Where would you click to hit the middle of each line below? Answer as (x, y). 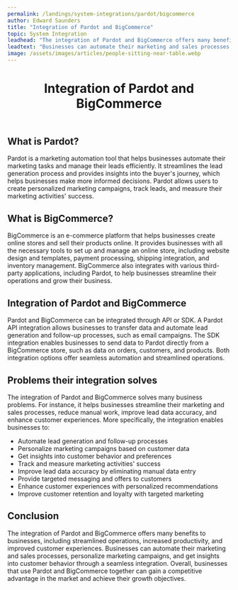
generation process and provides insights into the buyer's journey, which (114, 174)
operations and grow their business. (60, 281)
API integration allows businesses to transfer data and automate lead (108, 328)
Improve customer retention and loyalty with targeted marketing (110, 494)
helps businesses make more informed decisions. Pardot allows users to (113, 181)
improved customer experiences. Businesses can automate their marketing (117, 548)
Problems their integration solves (83, 380)
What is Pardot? (43, 141)
